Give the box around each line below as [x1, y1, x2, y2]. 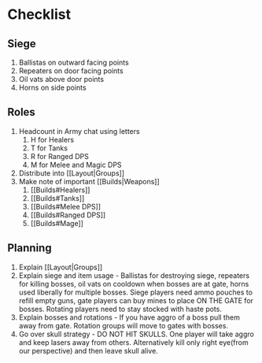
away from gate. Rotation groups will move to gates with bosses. [18, 320, 229, 330]
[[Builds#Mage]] [30, 218, 84, 228]
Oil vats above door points [18, 75, 104, 83]
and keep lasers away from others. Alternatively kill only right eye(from [18, 337, 249, 347]
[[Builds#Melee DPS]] [30, 202, 101, 211]
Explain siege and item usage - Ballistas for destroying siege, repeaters [18, 270, 249, 280]
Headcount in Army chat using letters [18, 126, 140, 135]
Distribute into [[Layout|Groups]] [18, 168, 125, 178]
